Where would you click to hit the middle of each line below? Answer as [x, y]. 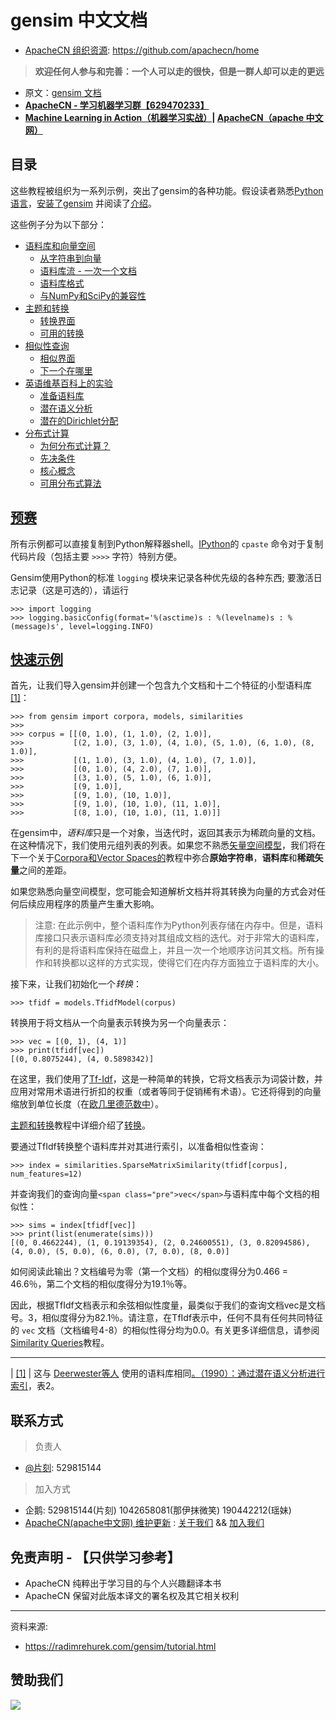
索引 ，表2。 [35, 1386]
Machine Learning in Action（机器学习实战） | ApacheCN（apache [164, 117]
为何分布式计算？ [75, 445]
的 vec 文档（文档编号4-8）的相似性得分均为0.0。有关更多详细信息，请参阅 [165, 1330]
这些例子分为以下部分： [58, 224]
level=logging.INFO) [111, 626]
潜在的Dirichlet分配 [79, 420]
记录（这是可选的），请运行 [73, 590]
